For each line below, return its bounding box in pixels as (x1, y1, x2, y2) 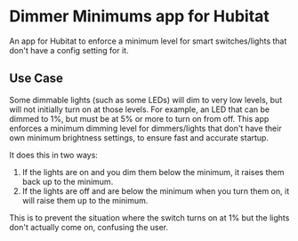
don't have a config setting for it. (9, 44, 129, 55)
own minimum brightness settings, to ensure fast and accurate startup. (9, 132, 270, 143)
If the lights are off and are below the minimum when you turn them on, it (21, 185, 290, 197)
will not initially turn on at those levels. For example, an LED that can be (9, 104, 270, 115)
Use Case (9, 71, 64, 86)
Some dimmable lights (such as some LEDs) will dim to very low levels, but (9, 94, 283, 105)
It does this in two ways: (9, 149, 98, 160)
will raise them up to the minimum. (21, 195, 149, 205)
